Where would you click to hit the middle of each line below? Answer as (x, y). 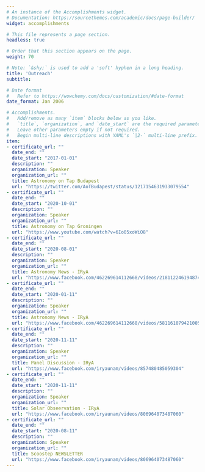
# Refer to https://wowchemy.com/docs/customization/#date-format (95, 96)
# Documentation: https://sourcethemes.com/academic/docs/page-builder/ (101, 18)
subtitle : (19, 79)
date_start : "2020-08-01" (45, 249)
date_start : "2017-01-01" (45, 158)
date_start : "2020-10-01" (45, 204)
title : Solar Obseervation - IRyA (56, 408)
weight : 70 (20, 57)
